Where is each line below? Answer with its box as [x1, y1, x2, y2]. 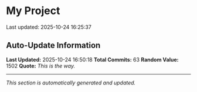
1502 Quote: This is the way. [6, 62, 75, 69]
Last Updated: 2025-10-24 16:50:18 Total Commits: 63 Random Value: [6, 56, 179, 63]
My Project [6, 4, 60, 18]
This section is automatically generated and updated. [6, 79, 136, 86]
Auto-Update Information [6, 40, 101, 50]
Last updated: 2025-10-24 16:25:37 [6, 23, 92, 30]
